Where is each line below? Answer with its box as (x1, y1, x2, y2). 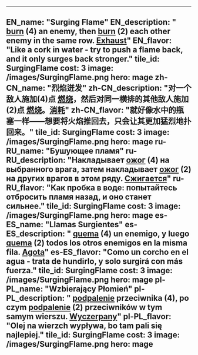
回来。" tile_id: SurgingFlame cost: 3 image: (6, 127, 170, 137)
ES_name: (6, 220, 44, 230)
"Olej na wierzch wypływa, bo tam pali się (6, 321, 163, 331)
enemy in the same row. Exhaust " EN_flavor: (6, 36, 172, 46)
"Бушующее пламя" (45, 146, 125, 156)
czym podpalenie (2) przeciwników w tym (6, 303, 163, 313)
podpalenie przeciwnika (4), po (72, 293, 189, 303)
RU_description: (6, 155, 66, 165)
